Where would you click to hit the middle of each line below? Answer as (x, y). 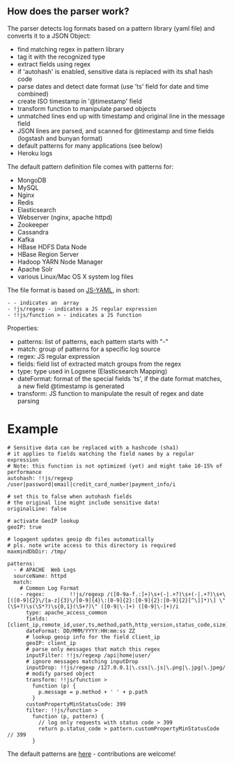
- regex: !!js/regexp (62, 594)
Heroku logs (35, 153)
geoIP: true (24, 527)
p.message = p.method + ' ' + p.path (93, 692)
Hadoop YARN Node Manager (60, 262)
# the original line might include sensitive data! (84, 503)
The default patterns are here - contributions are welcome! (92, 754)
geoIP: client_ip (51, 643)
